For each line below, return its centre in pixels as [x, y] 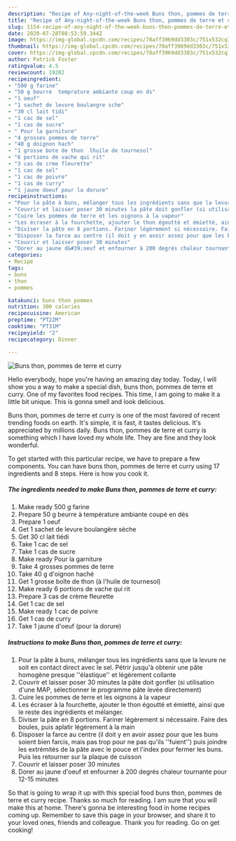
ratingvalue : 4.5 [33, 66]
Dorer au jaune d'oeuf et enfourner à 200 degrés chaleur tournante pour [122, 772]
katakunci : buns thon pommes [50, 300]
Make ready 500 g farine [54, 507]
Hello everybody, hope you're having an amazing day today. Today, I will [112, 379]
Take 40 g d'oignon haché [56, 574]
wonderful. [23, 445]
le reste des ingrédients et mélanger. [71, 712]
